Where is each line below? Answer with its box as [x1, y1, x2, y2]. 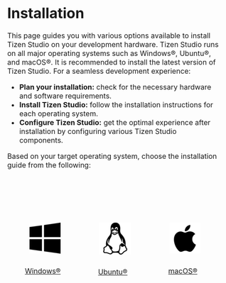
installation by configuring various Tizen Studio [19, 126, 177, 136]
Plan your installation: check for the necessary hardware [19, 82, 212, 92]
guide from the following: [7, 160, 92, 170]
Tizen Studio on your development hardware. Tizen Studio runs [7, 40, 219, 50]
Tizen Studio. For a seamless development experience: [7, 66, 191, 76]
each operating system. [19, 109, 99, 118]
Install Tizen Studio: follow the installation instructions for [19, 100, 214, 110]
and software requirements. [19, 91, 112, 101]
